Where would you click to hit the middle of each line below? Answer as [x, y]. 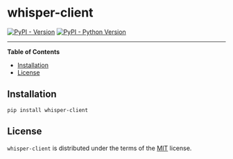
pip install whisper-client [48, 110]
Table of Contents [34, 52]
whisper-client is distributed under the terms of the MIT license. [100, 148]
